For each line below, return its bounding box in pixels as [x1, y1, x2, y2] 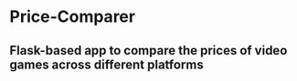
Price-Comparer [9, 6, 135, 27]
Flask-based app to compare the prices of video [9, 43, 288, 58]
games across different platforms [9, 56, 204, 72]
